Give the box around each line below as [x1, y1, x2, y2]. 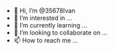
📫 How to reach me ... [13, 37, 78, 44]
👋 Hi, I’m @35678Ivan [13, 7, 76, 14]
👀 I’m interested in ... [13, 14, 73, 22]
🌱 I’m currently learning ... [13, 21, 88, 29]
